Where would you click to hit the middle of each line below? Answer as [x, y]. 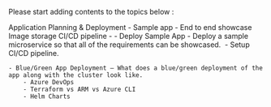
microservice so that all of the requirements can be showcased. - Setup [129, 45]
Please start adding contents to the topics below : [91, 12]
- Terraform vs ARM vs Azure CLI [80, 89]
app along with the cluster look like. [76, 75]
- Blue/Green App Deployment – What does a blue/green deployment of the [136, 68]
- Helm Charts [47, 96]
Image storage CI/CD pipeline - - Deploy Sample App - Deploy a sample [129, 36]
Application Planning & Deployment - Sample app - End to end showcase [130, 27]
